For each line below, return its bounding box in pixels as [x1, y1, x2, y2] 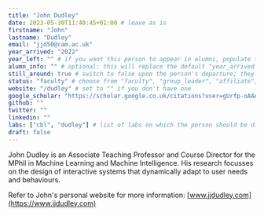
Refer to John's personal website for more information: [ [8, 190, 190, 200]
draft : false [8, 128, 51, 136]
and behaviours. [8, 174, 60, 185]
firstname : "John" [8, 26, 68, 34]
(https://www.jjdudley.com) [8, 198, 97, 208]
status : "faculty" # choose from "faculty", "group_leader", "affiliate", [8, 77, 258, 85]
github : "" [8, 99, 44, 107]
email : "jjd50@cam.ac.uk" [8, 41, 93, 49]
